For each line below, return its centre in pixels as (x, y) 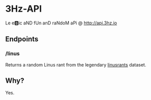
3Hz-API (24, 9)
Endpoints (22, 39)
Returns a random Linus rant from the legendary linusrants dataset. (76, 64)
